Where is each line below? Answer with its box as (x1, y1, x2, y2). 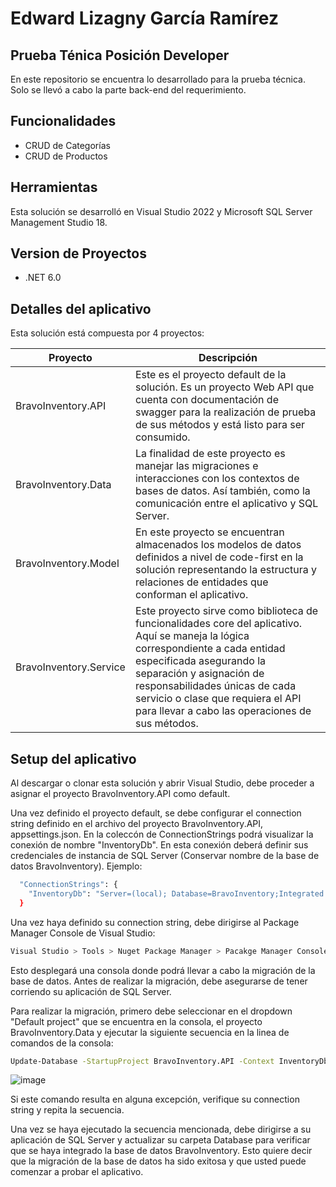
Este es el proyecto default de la (134, 368, 287, 382)
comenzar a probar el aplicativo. (10, 1166, 144, 1178)
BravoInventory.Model (15, 557, 120, 571)
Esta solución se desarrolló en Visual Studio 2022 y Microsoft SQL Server (10, 205, 313, 217)
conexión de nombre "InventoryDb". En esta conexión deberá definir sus (10, 839, 309, 851)
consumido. (134, 430, 191, 444)
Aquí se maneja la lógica (134, 629, 250, 643)
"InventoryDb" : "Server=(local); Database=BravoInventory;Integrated (28, 888, 325, 899)
